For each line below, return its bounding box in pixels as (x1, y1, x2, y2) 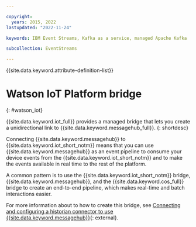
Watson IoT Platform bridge (6, 87, 142, 101)
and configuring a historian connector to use (6, 208, 114, 215)
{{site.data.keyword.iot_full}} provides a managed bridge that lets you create (6, 118, 191, 125)
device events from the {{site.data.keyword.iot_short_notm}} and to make (6, 154, 183, 161)
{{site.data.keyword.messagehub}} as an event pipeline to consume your (6, 148, 182, 155)
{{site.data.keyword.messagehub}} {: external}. (6, 214, 119, 221)
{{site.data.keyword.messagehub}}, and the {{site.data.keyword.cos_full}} (6, 178, 184, 185)
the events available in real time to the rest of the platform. (6, 160, 147, 167)
